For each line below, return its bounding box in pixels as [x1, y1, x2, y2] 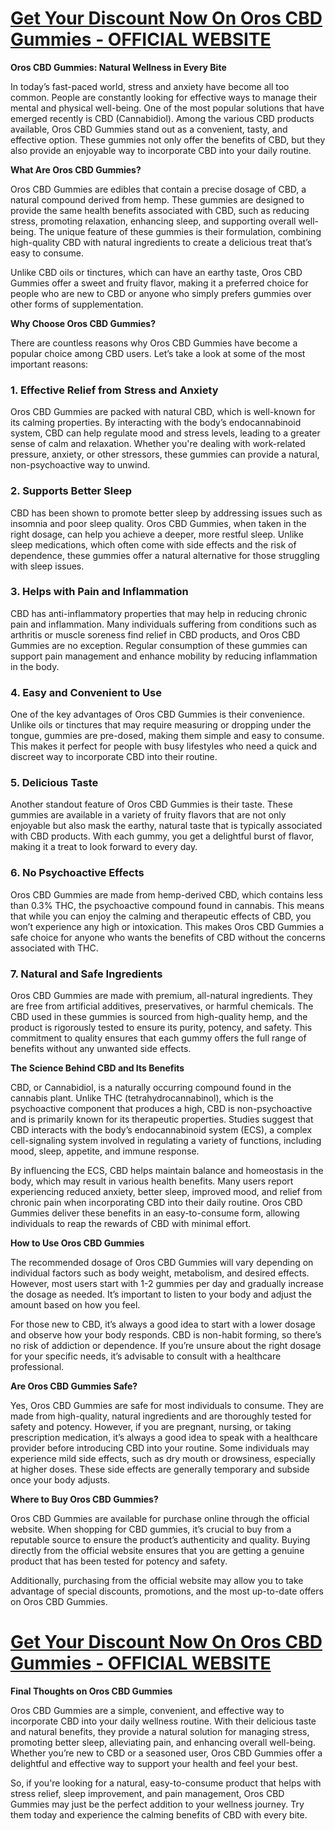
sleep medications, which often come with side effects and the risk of [10, 538, 297, 551]
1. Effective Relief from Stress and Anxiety [10, 383, 219, 397]
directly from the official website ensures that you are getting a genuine [10, 1545, 305, 1557]
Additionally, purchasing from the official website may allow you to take [10, 1575, 304, 1587]
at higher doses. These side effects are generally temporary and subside [10, 1463, 310, 1476]
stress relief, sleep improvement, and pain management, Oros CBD [10, 1787, 285, 1799]
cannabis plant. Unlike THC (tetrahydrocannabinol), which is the [10, 1092, 274, 1104]
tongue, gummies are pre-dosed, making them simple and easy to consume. [10, 730, 325, 742]
